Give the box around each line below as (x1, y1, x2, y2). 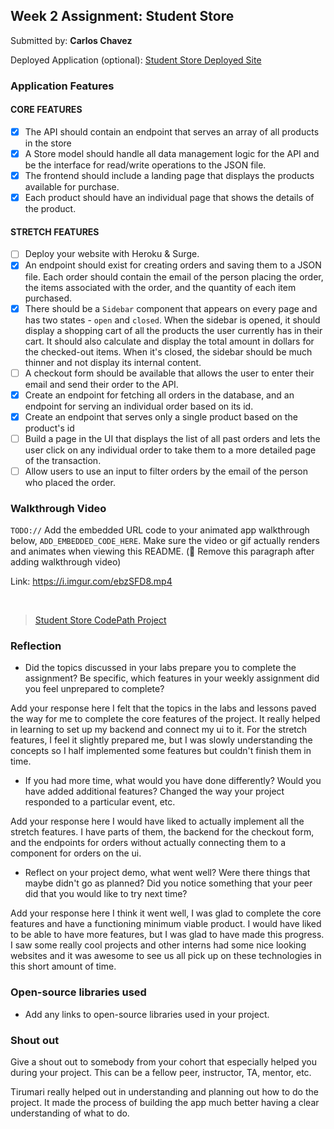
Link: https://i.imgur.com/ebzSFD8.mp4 (10, 575, 173, 588)
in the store (24, 137, 72, 149)
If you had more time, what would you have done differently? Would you (24, 775, 322, 787)
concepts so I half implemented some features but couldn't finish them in (10, 745, 312, 757)
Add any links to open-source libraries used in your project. (24, 1008, 270, 1020)
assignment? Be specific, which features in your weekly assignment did (24, 672, 320, 684)
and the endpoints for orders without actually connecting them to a (10, 837, 286, 849)
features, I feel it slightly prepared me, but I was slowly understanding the (10, 734, 313, 746)
